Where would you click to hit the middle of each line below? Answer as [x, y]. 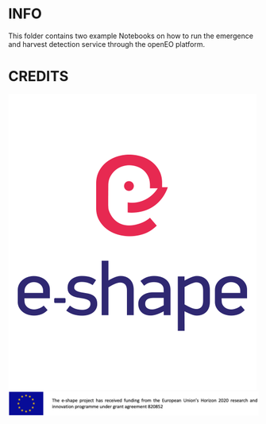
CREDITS [39, 77]
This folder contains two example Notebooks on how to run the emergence [131, 36]
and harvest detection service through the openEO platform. [107, 44]
